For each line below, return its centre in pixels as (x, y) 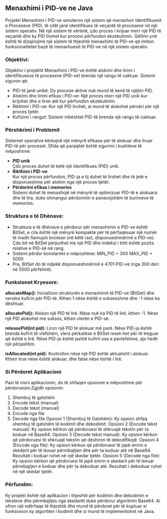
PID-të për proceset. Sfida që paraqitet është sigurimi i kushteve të (74, 146)
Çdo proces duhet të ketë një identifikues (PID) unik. (66, 166)
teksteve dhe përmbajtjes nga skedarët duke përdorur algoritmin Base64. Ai (83, 501)
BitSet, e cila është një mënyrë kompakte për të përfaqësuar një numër (85, 232)
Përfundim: (19, 485)
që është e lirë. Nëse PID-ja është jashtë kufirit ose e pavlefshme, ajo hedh (82, 339)
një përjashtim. (20, 344)
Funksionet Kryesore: (32, 282)
